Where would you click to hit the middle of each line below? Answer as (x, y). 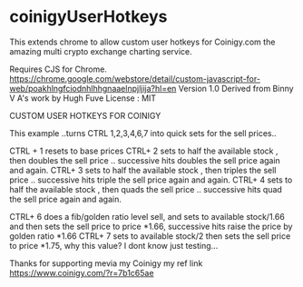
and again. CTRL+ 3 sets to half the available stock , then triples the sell (143, 170)
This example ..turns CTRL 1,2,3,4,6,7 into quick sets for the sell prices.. (143, 133)
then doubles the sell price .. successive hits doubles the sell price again (145, 160)
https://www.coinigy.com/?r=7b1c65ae (82, 272)
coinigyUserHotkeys (88, 17)
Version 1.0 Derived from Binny (236, 88)
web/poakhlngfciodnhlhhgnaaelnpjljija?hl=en (93, 88)
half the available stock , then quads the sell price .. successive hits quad (146, 189)
